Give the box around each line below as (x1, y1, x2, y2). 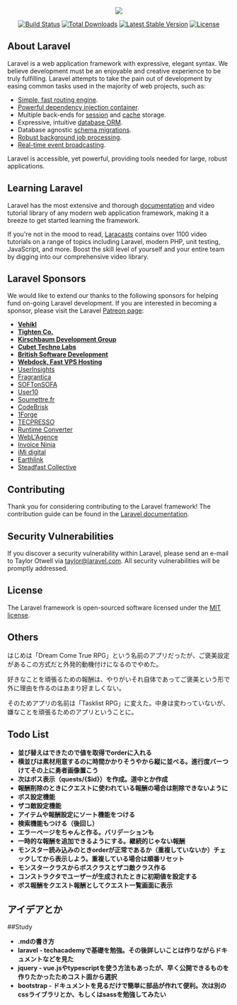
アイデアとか (7, 903, 63, 915)
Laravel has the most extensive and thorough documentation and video (7, 201, 215, 209)
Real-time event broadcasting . (17, 140, 106, 149)
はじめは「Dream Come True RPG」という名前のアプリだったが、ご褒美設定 (7, 651, 230, 659)
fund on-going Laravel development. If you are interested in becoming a (7, 299, 217, 308)
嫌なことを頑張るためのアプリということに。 (7, 707, 138, 716)
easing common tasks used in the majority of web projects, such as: (7, 81, 207, 90)
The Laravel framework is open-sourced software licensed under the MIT (7, 603, 221, 612)
